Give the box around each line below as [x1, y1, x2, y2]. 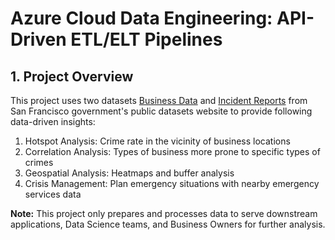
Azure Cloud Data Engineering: [10, 7, 273, 30]
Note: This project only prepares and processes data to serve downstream [10, 208, 318, 219]
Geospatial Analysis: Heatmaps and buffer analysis [24, 167, 235, 179]
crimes [24, 157, 54, 168]
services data [24, 188, 82, 200]
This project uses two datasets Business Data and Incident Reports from [10, 95, 308, 106]
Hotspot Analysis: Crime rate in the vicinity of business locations [24, 135, 291, 147]
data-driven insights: [10, 116, 96, 127]
